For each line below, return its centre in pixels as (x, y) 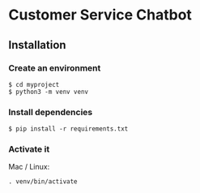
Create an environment (55, 68)
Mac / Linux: (29, 167)
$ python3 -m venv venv (49, 92)
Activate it (29, 149)
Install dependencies (51, 112)
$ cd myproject (34, 84)
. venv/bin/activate (43, 182)
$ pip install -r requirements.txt (68, 129)
